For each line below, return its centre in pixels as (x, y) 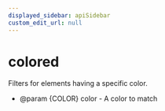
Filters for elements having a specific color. (78, 83)
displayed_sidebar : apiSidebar (59, 15)
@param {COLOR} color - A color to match (88, 98)
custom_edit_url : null (45, 23)
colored (34, 62)
